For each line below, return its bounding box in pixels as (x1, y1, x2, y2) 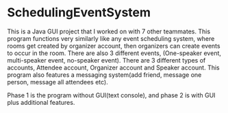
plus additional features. (7, 98, 75, 106)
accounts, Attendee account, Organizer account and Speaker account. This (7, 63, 220, 71)
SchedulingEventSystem (7, 5, 151, 20)
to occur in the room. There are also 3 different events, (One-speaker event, (7, 49, 221, 57)
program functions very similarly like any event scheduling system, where (7, 34, 215, 42)
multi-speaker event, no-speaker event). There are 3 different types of (7, 56, 206, 64)
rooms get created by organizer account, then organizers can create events (7, 42, 220, 50)
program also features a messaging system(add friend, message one (7, 70, 202, 79)
